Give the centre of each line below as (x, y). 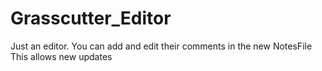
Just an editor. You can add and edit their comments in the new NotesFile (161, 46)
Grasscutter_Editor (91, 18)
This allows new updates (61, 56)
